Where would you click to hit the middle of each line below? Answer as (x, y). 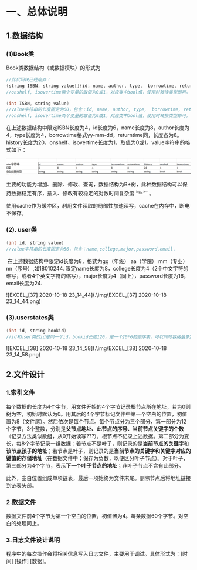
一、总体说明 (37, 12)
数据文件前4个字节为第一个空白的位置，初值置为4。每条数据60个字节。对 (95, 516)
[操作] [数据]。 (32, 561)
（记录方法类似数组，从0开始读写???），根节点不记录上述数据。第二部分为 (95, 436)
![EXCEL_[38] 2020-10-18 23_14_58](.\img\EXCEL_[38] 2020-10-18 (86, 348)
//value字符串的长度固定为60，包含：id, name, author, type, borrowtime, (94, 109)
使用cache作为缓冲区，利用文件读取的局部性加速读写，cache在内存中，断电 (98, 205)
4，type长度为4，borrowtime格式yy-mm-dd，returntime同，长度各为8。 (94, 135)
